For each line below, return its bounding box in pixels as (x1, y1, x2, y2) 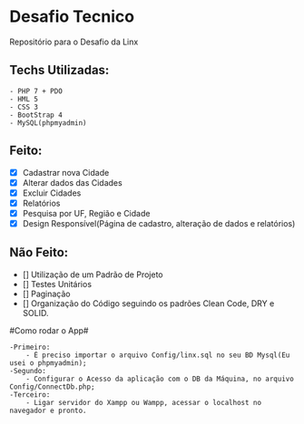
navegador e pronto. (9, 406, 88, 415)
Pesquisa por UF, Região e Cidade (22, 207, 151, 218)
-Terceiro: (9, 390, 51, 400)
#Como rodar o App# (9, 324, 89, 336)
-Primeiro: (9, 342, 51, 352)
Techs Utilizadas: (9, 63, 110, 78)
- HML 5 (9, 94, 39, 103)
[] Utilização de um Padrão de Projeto (22, 269, 163, 280)
